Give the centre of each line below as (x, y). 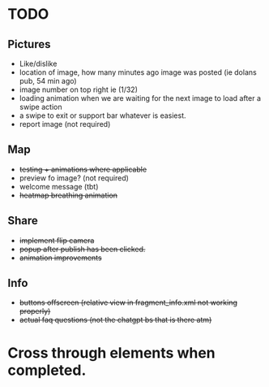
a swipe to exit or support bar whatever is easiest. (102, 115)
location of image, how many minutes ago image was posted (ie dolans (138, 72)
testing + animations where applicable (83, 169)
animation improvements (60, 258)
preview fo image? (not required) (74, 178)
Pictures (29, 44)
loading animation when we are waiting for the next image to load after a (140, 98)
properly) (35, 311)
